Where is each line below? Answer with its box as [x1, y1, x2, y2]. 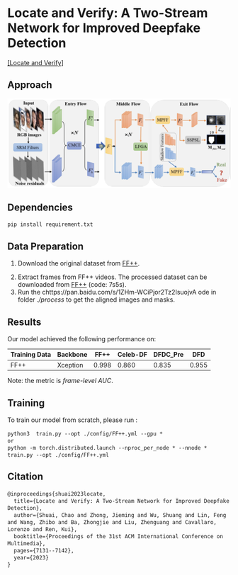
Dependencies [7, 201, 73, 213]
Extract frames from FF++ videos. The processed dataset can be [17, 273, 208, 281]
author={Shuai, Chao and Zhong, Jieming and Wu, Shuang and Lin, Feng [13, 511, 227, 518]
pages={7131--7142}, [13, 547, 74, 554]
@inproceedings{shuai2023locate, [7, 490, 106, 497]
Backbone [57, 351, 88, 359]
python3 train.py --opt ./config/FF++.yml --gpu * [7, 431, 163, 438]
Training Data [10, 351, 52, 359]
